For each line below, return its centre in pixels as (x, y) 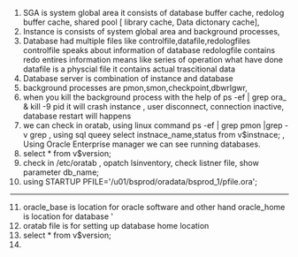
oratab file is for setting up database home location (116, 226)
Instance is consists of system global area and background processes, (151, 31)
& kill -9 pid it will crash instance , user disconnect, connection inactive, (153, 106)
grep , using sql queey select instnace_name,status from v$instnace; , (157, 135)
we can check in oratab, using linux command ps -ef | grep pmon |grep (153, 125)
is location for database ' (68, 216)
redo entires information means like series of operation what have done (153, 60)
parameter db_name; (61, 172)
